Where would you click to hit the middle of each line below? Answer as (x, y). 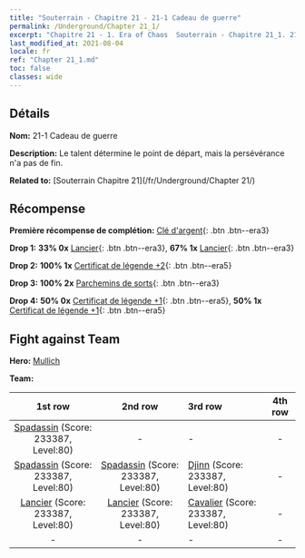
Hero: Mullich (35, 361)
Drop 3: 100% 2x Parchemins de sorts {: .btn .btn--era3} (115, 283)
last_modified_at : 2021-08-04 (67, 43)
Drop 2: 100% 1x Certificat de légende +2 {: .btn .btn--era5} (121, 266)
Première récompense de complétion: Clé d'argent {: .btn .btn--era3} (139, 230)
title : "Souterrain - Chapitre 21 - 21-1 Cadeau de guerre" (126, 18)
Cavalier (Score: (222, 503)
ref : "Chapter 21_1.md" (54, 60)
